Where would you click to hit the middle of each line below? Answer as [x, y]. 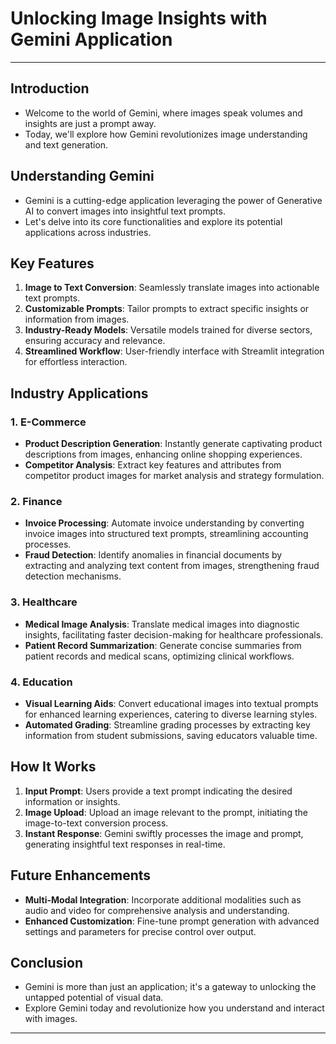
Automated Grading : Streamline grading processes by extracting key [167, 724]
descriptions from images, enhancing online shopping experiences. [163, 454]
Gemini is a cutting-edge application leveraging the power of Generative [173, 200]
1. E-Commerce [48, 422]
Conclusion [47, 962]
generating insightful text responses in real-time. [125, 844]
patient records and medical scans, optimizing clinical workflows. [159, 656]
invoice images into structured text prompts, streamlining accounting [166, 534]
